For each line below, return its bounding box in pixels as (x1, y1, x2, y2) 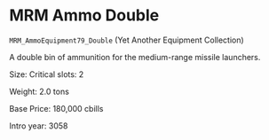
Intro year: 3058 (9, 121, 68, 131)
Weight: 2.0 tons (9, 86, 69, 97)
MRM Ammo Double (9, 5, 160, 26)
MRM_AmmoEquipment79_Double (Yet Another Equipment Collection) (9, 35, 244, 45)
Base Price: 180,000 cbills (9, 103, 104, 113)
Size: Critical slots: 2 (9, 68, 84, 80)
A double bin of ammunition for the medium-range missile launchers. (9, 51, 261, 62)
